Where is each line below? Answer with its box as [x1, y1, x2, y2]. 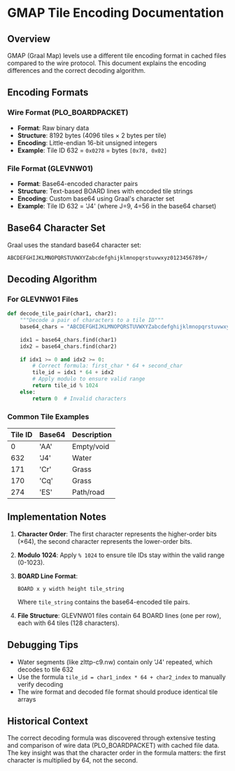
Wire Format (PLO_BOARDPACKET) [7, 107, 129, 117]
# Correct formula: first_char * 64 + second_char [32, 363, 183, 370]
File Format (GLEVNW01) [7, 163, 93, 173]
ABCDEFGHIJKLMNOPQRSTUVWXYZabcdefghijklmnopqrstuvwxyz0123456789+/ [7, 254, 208, 261]
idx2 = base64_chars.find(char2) [20, 342, 117, 350]
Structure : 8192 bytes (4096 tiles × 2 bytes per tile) [17, 131, 166, 140]
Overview [7, 33, 51, 45]
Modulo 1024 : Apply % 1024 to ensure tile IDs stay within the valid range [17, 551, 225, 559]
